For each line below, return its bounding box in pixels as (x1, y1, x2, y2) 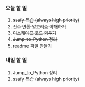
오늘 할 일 (5, 4, 27, 11)
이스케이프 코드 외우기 (12, 30, 57, 36)
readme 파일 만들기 (12, 42, 52, 49)
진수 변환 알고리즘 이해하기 (12, 24, 66, 30)
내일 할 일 (5, 57, 27, 64)
